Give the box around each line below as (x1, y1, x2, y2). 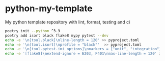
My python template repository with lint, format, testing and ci (5, 19, 130, 25)
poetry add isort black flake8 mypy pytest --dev (5, 33, 109, 38)
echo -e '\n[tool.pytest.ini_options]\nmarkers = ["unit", (5, 47, 129, 52)
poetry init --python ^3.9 (5, 28, 60, 33)
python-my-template (5, 3, 93, 14)
